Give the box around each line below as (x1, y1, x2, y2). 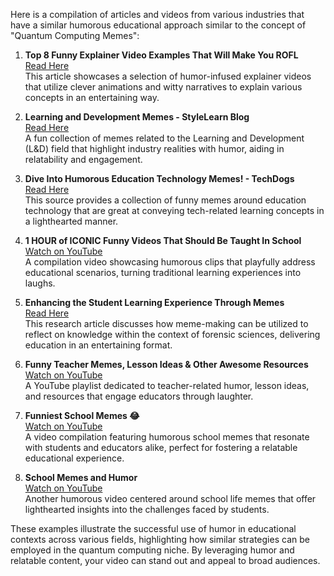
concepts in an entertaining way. (24, 92, 160, 103)
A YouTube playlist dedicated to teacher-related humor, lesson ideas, (24, 380, 310, 391)
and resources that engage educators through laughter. (24, 390, 254, 402)
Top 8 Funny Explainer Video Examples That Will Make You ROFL (24, 49, 299, 61)
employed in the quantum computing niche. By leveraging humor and (10, 544, 295, 556)
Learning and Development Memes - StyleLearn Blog (24, 111, 250, 123)
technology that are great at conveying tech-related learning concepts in (24, 205, 325, 216)
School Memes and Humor (24, 472, 138, 483)
